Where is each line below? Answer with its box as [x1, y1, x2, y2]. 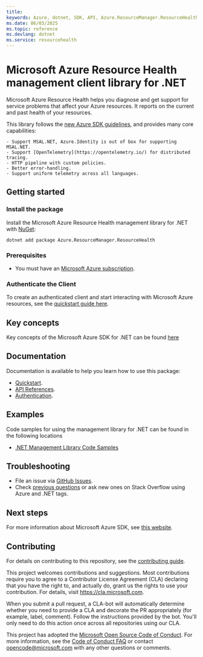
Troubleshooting [6, 461, 71, 472]
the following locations [6, 432, 63, 439]
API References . [14, 385, 56, 392]
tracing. [6, 154, 28, 160]
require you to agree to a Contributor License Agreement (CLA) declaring [6, 576, 188, 583]
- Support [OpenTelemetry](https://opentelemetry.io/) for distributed [6, 149, 190, 155]
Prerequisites [6, 251, 47, 259]
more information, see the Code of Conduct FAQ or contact [6, 638, 153, 645]
